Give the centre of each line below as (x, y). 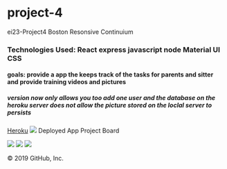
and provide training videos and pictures (67, 82)
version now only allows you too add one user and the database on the (111, 98)
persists (19, 112)
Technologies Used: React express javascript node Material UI (113, 50)
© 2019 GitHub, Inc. (36, 158)
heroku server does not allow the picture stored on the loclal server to (110, 106)
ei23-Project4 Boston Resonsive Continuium (70, 32)
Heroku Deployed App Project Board (63, 131)
